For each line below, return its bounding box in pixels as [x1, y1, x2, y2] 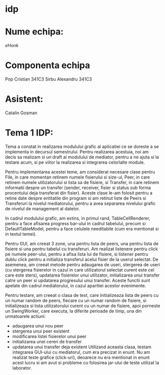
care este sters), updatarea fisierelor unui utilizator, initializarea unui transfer [5, 272, 160, 278]
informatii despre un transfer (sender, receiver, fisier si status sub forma [5, 185, 151, 190]
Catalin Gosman [5, 110, 38, 116]
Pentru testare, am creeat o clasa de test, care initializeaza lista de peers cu [5, 292, 159, 298]
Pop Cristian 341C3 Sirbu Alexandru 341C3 [5, 76, 92, 82]
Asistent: [5, 94, 43, 105]
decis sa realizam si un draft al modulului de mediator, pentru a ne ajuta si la [5, 154, 159, 160]
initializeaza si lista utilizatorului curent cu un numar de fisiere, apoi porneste [5, 303, 161, 309]
